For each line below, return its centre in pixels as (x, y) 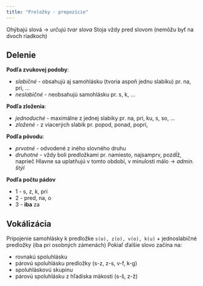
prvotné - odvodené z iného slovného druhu (70, 148)
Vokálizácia (29, 224)
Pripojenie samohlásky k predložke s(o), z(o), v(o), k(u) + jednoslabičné (101, 238)
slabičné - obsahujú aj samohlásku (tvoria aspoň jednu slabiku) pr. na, (103, 82)
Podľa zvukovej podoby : (38, 70)
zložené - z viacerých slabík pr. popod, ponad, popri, (81, 125)
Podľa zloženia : (27, 106)
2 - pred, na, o (33, 198)
